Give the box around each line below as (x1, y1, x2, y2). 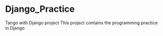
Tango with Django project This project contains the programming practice (5, 20, 158, 26)
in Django (5, 25, 25, 31)
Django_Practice (5, 3, 75, 15)
